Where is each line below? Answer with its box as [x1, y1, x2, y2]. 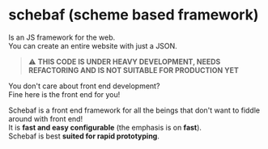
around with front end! [8, 113, 83, 123]
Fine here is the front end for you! [8, 89, 121, 99]
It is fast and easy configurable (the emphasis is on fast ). [8, 122, 202, 132]
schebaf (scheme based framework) [8, 6, 259, 24]
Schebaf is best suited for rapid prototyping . [8, 131, 160, 141]
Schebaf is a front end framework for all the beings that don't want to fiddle [8, 105, 261, 115]
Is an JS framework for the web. [8, 32, 116, 42]
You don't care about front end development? [8, 81, 160, 91]
